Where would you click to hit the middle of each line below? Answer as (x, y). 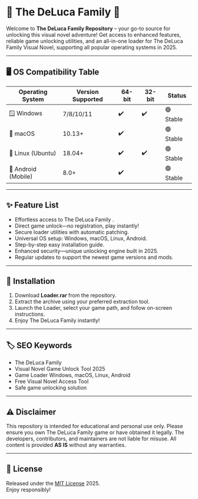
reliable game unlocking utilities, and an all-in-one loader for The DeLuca (95, 41)
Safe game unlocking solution (51, 388)
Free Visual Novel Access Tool (52, 381)
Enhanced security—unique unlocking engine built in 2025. (86, 251)
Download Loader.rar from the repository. (65, 296)
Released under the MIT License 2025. (53, 483)
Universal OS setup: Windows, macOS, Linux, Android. (81, 238)
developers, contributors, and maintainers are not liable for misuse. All (91, 439)
